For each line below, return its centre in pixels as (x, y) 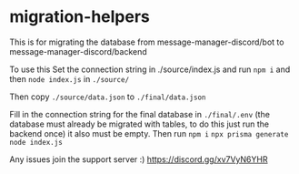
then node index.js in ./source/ (70, 78)
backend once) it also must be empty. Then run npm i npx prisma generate (149, 133)
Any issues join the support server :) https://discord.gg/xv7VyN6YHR (139, 159)
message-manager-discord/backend (78, 51)
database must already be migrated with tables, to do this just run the (140, 124)
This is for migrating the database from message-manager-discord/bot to (147, 42)
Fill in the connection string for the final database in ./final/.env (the (140, 114)
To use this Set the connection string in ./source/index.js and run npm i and (150, 69)
